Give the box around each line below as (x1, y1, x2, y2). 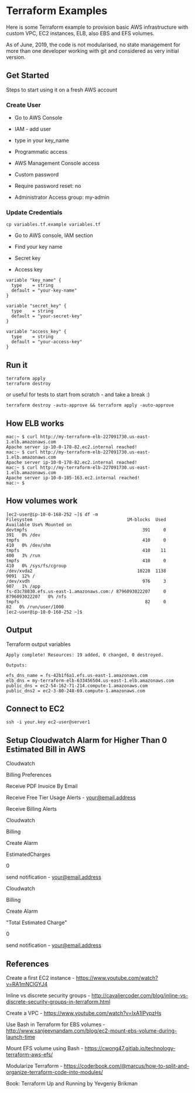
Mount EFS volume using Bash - (6, 1045, 84, 1052)
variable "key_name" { (6, 278, 61, 283)
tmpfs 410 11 (6, 547, 166, 553)
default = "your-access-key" (11, 339, 83, 345)
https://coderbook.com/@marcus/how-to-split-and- (63, 1062, 190, 1070)
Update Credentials (6, 208, 63, 216)
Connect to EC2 (6, 703, 64, 713)
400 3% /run (6, 553, 41, 559)
